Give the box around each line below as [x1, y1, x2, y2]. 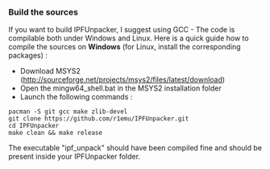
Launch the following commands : [19, 92, 133, 102]
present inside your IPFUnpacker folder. [8, 152, 141, 162]
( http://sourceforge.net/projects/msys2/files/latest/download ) [19, 75, 226, 85]
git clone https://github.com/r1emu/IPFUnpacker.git [8, 115, 189, 123]
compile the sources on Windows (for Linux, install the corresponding [8, 42, 241, 52]
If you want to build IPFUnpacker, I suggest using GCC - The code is [8, 25, 235, 35]
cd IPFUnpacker [8, 122, 60, 130]
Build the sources [8, 6, 79, 18]
